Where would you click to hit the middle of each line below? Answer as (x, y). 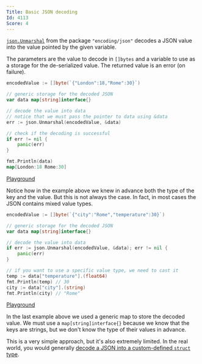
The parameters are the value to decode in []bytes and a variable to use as (101, 59)
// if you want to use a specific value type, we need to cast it (92, 271)
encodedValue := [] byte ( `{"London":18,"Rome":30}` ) (73, 83)
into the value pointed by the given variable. (62, 47)
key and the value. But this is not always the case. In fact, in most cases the (101, 197)
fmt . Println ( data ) (30, 162)
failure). (16, 72)
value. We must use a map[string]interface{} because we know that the (98, 323)
